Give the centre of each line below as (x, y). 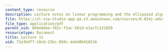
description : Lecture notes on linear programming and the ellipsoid (79, 14)
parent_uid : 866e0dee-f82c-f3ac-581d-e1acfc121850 (59, 28)
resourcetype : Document (30, 33)
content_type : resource (30, 10)
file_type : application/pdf (34, 24)
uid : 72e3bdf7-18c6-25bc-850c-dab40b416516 (51, 42)
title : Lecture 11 (24, 38)
